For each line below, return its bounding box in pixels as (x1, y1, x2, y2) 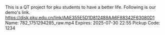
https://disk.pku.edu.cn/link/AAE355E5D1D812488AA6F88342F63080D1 (5, 15, 155, 20)
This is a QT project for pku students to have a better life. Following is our (5, 4, 156, 10)
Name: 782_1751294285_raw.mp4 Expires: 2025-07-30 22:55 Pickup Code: (5, 20, 160, 26)
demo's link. (5, 9, 30, 15)
